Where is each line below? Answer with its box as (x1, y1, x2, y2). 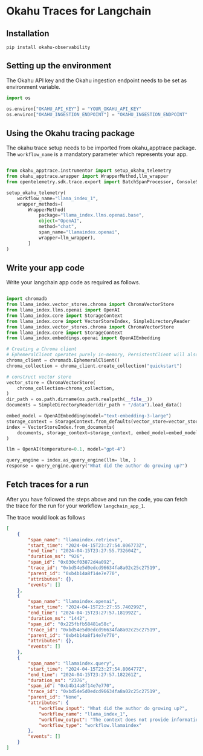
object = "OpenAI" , (38, 218, 83, 224)
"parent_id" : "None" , (28, 694, 83, 700)
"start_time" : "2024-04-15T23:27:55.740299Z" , (28, 604, 147, 610)
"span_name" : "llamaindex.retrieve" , (28, 536, 123, 543)
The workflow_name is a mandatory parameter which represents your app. (6, 151, 188, 158)
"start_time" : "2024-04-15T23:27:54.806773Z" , (28, 543, 147, 549)
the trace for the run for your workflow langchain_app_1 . (6, 502, 146, 509)
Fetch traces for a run (6, 480, 89, 490)
